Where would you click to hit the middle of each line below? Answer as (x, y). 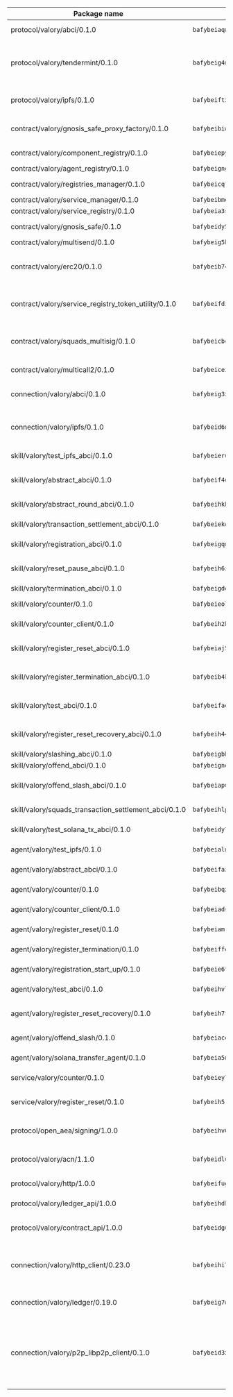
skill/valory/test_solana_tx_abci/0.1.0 (71, 830)
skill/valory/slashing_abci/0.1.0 (61, 754)
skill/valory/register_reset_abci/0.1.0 (70, 648)
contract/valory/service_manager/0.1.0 (75, 200)
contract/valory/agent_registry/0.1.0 (70, 168)
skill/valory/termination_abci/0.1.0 (66, 588)
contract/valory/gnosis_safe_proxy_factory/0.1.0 (89, 129)
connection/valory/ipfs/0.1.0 (57, 427)
